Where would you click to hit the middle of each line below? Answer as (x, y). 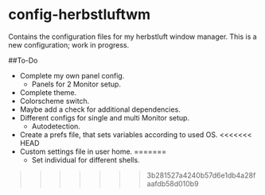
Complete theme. (48, 92)
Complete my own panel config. (72, 75)
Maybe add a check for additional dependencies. (100, 109)
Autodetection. (56, 126)
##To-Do (23, 60)
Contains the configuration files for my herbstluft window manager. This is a (132, 36)
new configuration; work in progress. (69, 44)
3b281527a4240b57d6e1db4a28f (201, 175)
